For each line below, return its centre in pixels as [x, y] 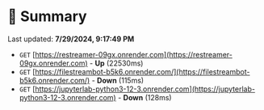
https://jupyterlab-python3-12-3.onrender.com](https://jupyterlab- [145, 89]
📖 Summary [47, 17]
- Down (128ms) [145, 97]
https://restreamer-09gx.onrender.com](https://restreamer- [134, 54]
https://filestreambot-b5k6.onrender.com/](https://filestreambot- [142, 71]
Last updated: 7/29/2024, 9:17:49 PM [71, 39]
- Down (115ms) [118, 80]
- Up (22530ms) [116, 63]
